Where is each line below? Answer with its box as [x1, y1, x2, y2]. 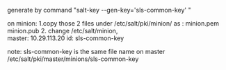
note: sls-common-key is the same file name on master [7, 48, 166, 55]
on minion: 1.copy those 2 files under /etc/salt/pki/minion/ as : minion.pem [7, 19, 219, 27]
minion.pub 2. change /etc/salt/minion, [7, 27, 118, 35]
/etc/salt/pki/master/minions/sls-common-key [7, 55, 139, 63]
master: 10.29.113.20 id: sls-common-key [7, 34, 124, 42]
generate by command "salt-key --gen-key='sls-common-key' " [7, 6, 191, 14]
